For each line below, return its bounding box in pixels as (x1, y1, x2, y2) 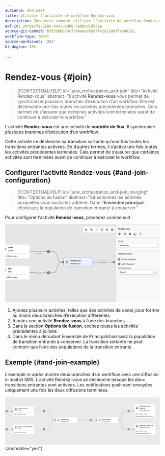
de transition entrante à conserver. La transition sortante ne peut (12, 339, 143, 344)
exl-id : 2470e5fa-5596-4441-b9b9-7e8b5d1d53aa (5, 24, 102, 29)
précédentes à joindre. (12, 328, 58, 334)
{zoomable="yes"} (5, 445, 43, 451)
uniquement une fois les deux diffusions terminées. (5, 387, 109, 393)
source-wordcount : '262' (5, 39, 56, 44)
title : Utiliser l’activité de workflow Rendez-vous (5, 13, 115, 18)
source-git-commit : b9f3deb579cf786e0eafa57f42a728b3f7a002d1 (5, 29, 135, 34)
